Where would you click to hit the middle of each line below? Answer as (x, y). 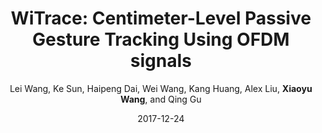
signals (161, 61)
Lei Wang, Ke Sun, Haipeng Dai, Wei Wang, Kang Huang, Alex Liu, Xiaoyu (161, 88)
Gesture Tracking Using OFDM (161, 39)
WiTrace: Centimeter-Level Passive (161, 18)
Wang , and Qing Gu (161, 99)
